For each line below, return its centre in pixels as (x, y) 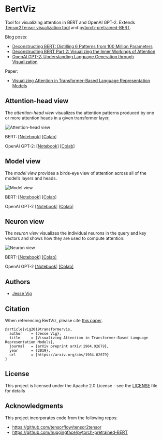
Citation (17, 309)
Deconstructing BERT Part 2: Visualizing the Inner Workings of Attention (84, 51)
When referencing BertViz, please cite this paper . (54, 320)
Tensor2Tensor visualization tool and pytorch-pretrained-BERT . (68, 27)
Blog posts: (16, 37)
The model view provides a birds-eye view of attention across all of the (76, 173)
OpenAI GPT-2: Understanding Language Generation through (73, 56)
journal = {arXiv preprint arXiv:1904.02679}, (59, 346)
